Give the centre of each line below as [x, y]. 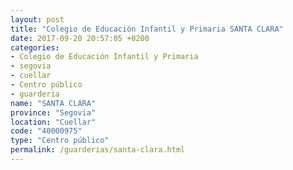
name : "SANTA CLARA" [53, 103]
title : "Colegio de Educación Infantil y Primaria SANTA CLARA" [147, 29]
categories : [35, 47]
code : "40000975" [46, 131]
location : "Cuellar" [53, 122]
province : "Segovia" [53, 112]
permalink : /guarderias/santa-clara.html [98, 150]
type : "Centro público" [60, 141]
